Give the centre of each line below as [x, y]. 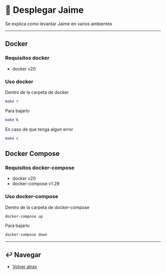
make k [12, 120]
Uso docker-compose [32, 196]
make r [12, 101]
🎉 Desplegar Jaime [44, 10]
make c [12, 138]
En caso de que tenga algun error [39, 129]
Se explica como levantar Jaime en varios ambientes [59, 24]
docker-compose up [24, 216]
